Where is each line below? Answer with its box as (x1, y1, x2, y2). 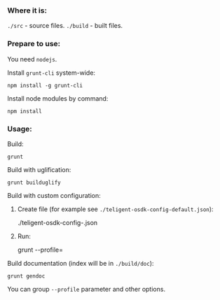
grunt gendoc (7, 272, 46, 280)
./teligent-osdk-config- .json (17, 218, 98, 227)
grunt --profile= (17, 245, 63, 254)
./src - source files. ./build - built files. (7, 22, 123, 30)
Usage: (7, 124, 33, 134)
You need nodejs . (7, 55, 57, 63)
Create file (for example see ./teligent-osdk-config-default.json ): (17, 205, 214, 213)
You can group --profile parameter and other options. (7, 285, 166, 293)
